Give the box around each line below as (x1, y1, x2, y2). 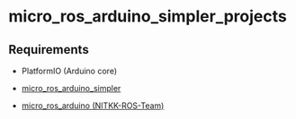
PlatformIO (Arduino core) (21, 65, 118, 76)
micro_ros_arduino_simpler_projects (8, 6, 287, 27)
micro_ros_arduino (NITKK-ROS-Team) (21, 100, 165, 111)
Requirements (8, 42, 89, 57)
